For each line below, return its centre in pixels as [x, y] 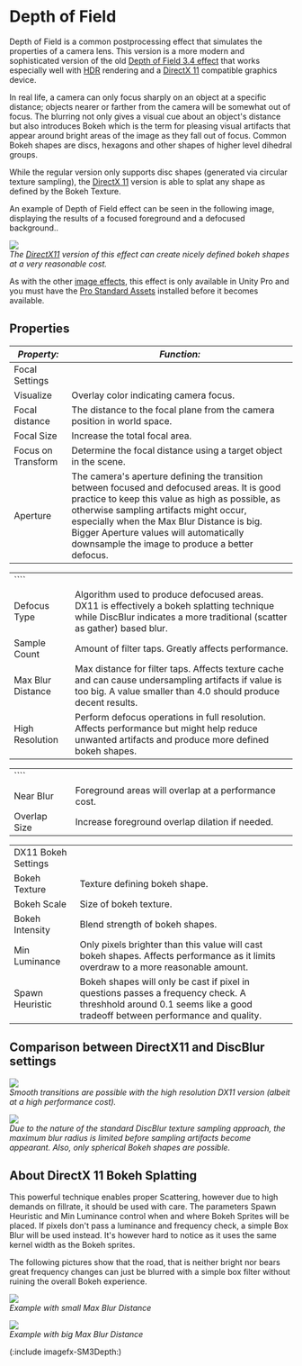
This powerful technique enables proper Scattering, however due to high [144, 1197]
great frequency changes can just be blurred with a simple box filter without [150, 1272]
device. [23, 79]
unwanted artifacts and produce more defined [172, 739]
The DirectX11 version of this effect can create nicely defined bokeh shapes [150, 254]
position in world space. [122, 421]
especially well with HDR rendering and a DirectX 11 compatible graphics [143, 70]
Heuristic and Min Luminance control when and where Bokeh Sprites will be [149, 1217]
